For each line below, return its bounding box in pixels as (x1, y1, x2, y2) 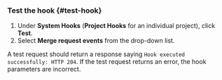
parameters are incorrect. (7, 65, 81, 74)
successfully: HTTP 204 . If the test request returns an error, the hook (7, 58, 207, 66)
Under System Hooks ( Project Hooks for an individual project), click (17, 22, 216, 30)
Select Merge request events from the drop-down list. (17, 36, 175, 45)
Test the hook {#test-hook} (7, 6, 102, 15)
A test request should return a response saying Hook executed (7, 50, 186, 58)
